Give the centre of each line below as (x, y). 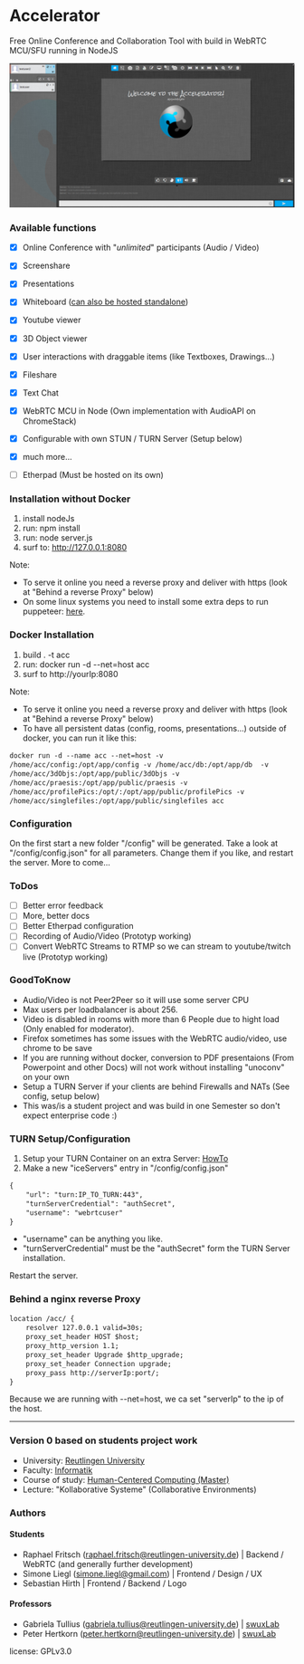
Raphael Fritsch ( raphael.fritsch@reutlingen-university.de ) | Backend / (153, 1554)
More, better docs (56, 916)
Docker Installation (52, 635)
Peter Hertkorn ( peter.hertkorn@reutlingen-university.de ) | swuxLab (149, 1634)
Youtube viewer (52, 320)
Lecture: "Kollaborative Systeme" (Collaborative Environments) (139, 1489)
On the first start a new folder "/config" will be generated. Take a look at (144, 843)
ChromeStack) (49, 421)
